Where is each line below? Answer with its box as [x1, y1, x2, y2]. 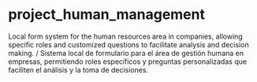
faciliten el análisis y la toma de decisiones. [8, 65, 148, 74]
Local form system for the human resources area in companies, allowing [8, 32, 243, 41]
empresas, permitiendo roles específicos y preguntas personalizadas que [8, 57, 247, 66]
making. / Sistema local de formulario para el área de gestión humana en [8, 48, 244, 58]
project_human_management [8, 6, 205, 24]
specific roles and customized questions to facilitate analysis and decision [8, 39, 250, 49]
